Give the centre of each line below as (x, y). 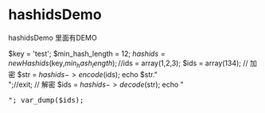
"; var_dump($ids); (46, 100)
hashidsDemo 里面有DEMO (53, 37)
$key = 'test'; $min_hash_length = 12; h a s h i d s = (87, 53)
